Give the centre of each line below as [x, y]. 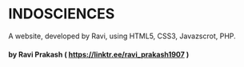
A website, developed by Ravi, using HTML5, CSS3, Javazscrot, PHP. [122, 36]
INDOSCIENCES [62, 14]
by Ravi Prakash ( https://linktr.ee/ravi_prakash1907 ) [99, 54]
